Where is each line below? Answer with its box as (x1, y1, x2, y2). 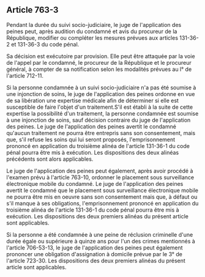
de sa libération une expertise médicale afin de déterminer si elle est (6, 97, 179, 104)
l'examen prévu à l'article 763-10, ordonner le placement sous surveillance (6, 174, 195, 181)
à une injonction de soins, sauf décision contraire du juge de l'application (6, 116, 191, 124)
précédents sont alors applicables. (6, 155, 94, 163)
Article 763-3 (6, 5, 59, 15)
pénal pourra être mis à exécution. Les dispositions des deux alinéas (6, 149, 179, 156)
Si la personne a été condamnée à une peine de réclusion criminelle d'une (6, 231, 193, 238)
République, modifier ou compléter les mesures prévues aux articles (6, 34, 179, 42)
